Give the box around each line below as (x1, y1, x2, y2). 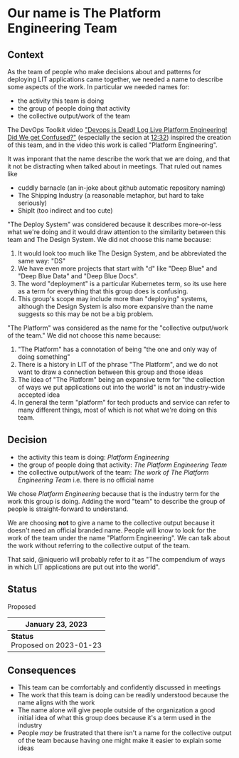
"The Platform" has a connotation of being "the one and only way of (17, 345, 217, 353)
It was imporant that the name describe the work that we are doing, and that (7, 155, 230, 163)
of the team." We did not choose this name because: (7, 331, 161, 340)
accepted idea (17, 390, 60, 399)
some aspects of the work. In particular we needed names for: (7, 83, 190, 91)
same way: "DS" (17, 257, 66, 265)
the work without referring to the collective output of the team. (7, 541, 191, 550)
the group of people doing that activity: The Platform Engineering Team (17, 460, 228, 469)
